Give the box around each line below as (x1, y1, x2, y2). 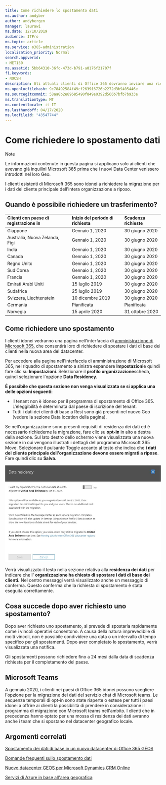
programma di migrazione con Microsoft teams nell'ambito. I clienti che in (5, 708, 155, 714)
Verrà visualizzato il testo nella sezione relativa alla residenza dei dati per (5, 566, 155, 573)
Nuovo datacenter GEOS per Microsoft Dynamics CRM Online (5, 765, 130, 771)
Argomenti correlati (5, 732, 67, 741)
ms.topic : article (5, 40, 43, 45)
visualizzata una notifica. (5, 644, 56, 650)
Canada (7, 254, 23, 260)
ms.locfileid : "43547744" (5, 113, 58, 118)
